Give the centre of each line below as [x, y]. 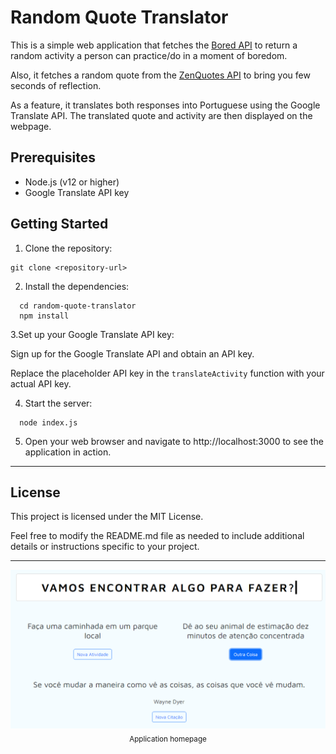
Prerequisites [53, 157]
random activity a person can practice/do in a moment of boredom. [149, 55]
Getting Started [59, 224]
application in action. [68, 452]
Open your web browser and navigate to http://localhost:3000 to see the [174, 441]
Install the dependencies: [77, 286]
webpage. [31, 126]
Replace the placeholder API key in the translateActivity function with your [167, 373]
